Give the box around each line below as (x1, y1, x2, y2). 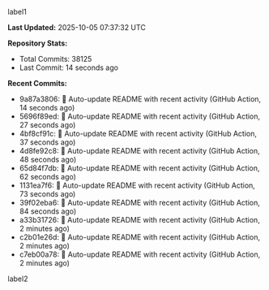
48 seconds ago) (19, 154, 77, 164)
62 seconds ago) (19, 172, 76, 181)
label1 (7, 7, 28, 16)
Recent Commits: (7, 79, 67, 88)
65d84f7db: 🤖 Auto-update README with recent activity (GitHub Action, (19, 163, 260, 173)
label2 (7, 274, 28, 284)
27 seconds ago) (19, 120, 76, 129)
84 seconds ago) (19, 206, 77, 216)
